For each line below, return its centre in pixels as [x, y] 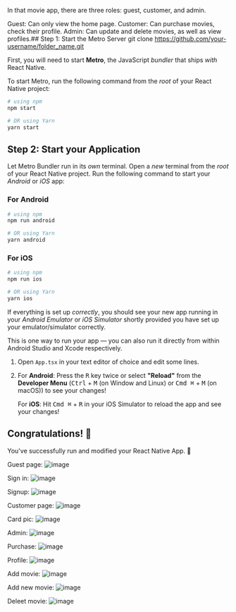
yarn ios [20, 299]
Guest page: [25, 464]
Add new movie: [31, 587]
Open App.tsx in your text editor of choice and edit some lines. [108, 362]
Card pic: [20, 519]
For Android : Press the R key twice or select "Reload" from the [109, 375]
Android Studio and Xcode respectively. [65, 348]
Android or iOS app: [36, 181]
